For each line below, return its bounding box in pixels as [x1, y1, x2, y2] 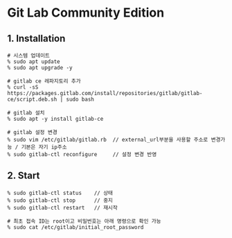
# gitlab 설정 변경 [7, 129, 57, 136]
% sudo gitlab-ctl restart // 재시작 [7, 204, 118, 211]
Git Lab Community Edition [7, 5, 165, 21]
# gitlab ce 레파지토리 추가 [7, 78, 81, 85]
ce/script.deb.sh [7, 96, 57, 103]
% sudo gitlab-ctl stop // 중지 [7, 196, 113, 204]
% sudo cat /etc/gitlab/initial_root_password [7, 223, 144, 230]
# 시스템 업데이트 [7, 52, 51, 59]
